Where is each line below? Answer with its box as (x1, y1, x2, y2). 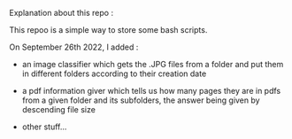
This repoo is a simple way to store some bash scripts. (9, 25, 208, 35)
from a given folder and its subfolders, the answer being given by (21, 95, 260, 105)
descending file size (21, 104, 96, 114)
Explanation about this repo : (9, 8, 113, 18)
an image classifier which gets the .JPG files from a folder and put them (21, 59, 284, 69)
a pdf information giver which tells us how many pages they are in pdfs (21, 86, 281, 96)
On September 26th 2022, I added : (9, 42, 139, 52)
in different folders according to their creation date (21, 68, 207, 79)
